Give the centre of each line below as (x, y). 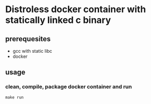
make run (14, 97)
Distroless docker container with (76, 9)
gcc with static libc (32, 51)
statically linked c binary (58, 20)
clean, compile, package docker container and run (69, 87)
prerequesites (28, 39)
